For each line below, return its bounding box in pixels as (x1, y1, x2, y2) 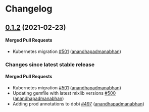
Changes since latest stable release (5, 61, 95, 68)
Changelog (5, 3, 53, 15)
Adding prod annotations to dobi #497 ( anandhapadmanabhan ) (12, 100, 144, 106)
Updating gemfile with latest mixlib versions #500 (12, 90, 116, 96)
